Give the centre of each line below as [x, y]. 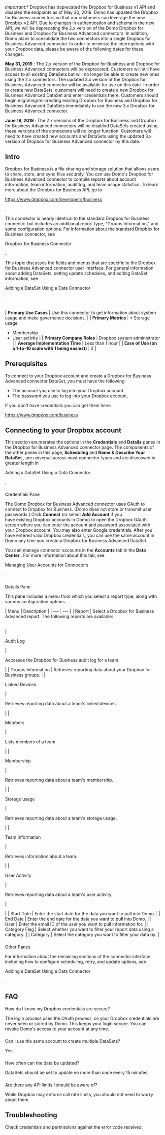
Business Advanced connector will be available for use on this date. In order [82, 85]
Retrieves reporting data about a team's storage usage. [61, 818]
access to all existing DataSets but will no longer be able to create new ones [82, 74]
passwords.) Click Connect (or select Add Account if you [64, 515]
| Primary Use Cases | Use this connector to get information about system [81, 312]
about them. [17, 1100]
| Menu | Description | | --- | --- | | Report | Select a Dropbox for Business [80, 611]
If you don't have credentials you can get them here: [58, 405]
